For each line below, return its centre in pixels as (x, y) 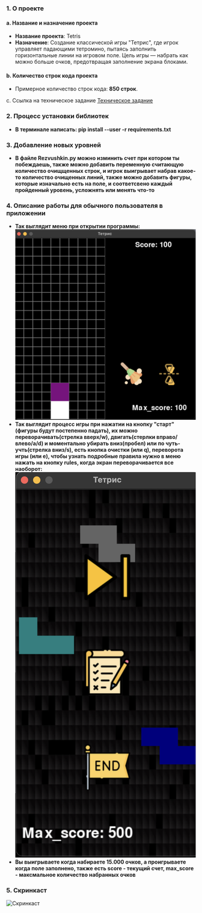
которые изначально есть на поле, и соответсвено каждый (93, 183)
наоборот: (29, 469)
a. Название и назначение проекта (52, 23)
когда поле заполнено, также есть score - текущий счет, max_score (104, 868)
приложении (26, 213)
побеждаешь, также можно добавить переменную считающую (99, 164)
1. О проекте (25, 8)
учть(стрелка (33, 450)
